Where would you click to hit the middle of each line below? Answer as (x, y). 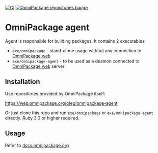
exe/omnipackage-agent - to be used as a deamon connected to (76, 61)
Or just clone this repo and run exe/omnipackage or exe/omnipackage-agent (79, 113)
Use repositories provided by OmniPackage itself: (55, 93)
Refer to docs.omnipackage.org (37, 145)
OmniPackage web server (38, 66)
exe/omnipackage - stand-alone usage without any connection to (77, 50)
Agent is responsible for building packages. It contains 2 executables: (76, 41)
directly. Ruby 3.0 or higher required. (42, 118)
